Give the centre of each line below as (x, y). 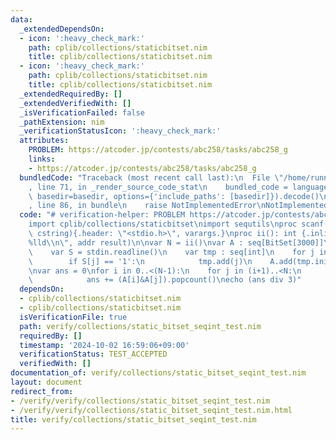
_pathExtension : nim (62, 122)
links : (42, 159)
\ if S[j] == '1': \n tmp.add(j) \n (140, 261)
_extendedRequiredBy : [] (71, 94)
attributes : (44, 141)
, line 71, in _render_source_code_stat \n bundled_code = (158, 187)
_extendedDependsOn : (62, 29)
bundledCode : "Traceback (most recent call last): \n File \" (151, 177)
